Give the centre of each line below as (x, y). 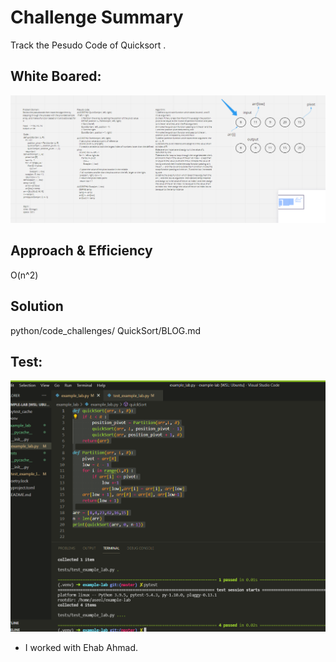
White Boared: (56, 76)
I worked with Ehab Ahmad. (81, 648)
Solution (37, 306)
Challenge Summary (97, 17)
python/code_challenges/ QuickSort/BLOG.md (106, 330)
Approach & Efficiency (81, 251)
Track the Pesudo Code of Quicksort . (88, 45)
